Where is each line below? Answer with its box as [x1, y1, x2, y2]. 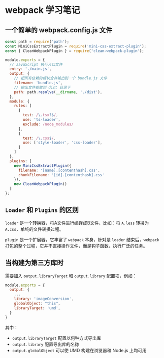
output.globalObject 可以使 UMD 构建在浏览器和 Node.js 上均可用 [12, 347, 147, 353]
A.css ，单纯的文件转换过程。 [5, 226, 64, 232]
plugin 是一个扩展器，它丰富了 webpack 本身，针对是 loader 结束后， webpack [5, 236, 159, 243]
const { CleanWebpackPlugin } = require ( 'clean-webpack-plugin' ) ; [5, 48, 144, 53]
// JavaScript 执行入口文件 [9, 62, 63, 67]
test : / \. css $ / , [23, 136, 56, 141]
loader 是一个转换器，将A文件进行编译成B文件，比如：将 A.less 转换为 [5, 220, 149, 226]
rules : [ [14, 103, 32, 108]
